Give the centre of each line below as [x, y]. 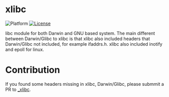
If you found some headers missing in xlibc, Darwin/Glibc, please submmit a [84, 84]
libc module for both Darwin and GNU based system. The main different [80, 33]
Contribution [33, 70]
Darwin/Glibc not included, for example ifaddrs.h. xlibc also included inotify [84, 44]
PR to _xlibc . [18, 89]
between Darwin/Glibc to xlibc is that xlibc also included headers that [78, 39]
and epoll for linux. [25, 49]
